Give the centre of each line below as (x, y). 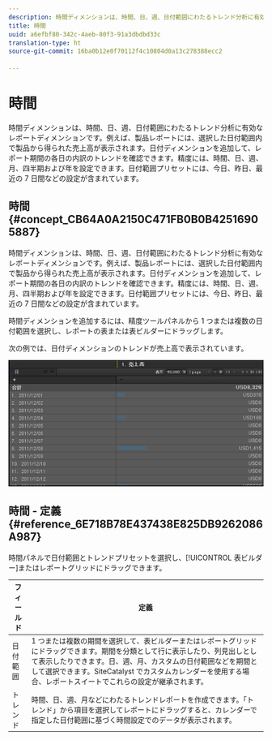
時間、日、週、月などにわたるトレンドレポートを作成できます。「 (139, 699)
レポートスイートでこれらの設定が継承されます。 (127, 682)
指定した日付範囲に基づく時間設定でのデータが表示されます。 (134, 720)
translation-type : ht (45, 43)
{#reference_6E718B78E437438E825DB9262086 (136, 525)
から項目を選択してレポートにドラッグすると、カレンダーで (158, 709)
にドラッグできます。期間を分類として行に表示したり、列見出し (137, 651)
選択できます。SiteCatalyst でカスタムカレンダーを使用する (144, 671)
